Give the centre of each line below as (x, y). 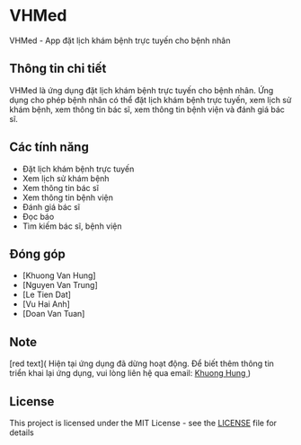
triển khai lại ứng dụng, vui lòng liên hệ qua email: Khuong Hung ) (130, 373)
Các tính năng (49, 148)
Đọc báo (38, 216)
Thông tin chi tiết (58, 69)
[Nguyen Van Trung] (60, 285)
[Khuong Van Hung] (59, 275)
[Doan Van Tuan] (53, 314)
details (22, 432)
